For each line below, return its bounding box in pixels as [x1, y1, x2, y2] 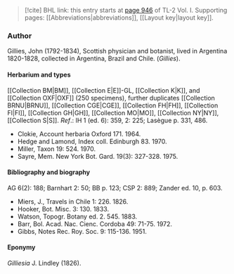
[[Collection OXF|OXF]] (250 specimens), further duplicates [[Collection [7, 93, 216, 102]
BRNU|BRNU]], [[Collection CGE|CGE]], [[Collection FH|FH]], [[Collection [7, 101, 219, 110]
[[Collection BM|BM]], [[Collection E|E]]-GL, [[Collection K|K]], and [7, 86, 200, 94]
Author [7, 31, 32, 41]
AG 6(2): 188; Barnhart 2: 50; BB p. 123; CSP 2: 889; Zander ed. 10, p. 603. [7, 183, 223, 192]
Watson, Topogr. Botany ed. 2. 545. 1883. [17, 212, 138, 221]
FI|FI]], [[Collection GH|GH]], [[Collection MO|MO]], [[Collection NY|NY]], [7, 108, 219, 117]
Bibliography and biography [7, 168, 90, 176]
